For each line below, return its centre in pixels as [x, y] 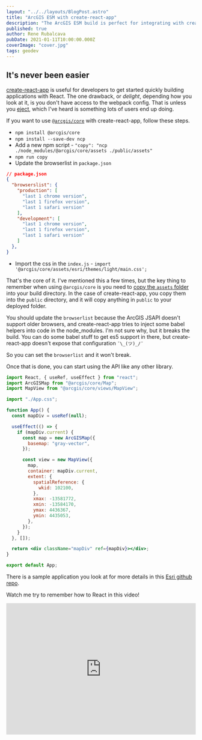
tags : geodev [23, 51]
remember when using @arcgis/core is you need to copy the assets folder [98, 287]
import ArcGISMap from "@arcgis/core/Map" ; [62, 383]
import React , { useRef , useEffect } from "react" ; [72, 377]
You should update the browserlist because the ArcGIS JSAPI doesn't [93, 317]
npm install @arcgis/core [47, 133]
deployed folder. [26, 306]
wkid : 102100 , [56, 488]
